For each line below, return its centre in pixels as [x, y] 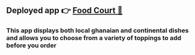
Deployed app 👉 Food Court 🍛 [64, 10]
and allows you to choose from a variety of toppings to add [94, 38]
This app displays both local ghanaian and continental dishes [97, 30]
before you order [31, 45]
